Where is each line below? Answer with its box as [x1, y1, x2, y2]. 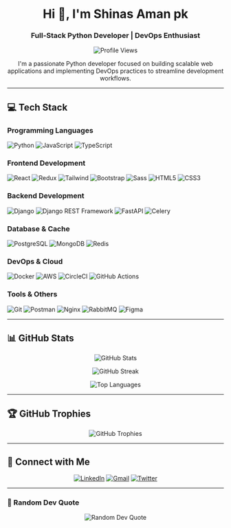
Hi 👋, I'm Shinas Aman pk [42, 6, 189, 22]
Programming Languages [7, 125, 94, 135]
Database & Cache [7, 223, 70, 233]
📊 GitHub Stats [7, 333, 74, 344]
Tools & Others [7, 289, 58, 299]
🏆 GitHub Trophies [7, 408, 91, 419]
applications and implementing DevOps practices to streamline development [7, 67, 224, 75]
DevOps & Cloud [7, 256, 63, 266]
